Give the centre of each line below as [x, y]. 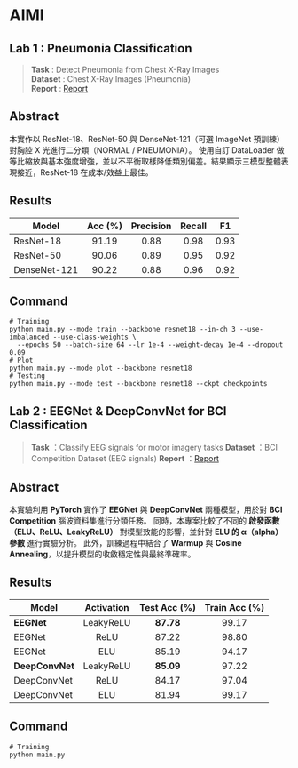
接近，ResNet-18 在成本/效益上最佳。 [85, 172]
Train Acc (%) [234, 607]
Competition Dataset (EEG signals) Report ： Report [125, 459]
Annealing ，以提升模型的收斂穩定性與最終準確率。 [102, 554]
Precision [151, 226]
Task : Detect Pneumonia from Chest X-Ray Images [125, 69]
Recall [193, 226]
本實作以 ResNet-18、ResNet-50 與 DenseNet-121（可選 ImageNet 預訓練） [147, 139]
